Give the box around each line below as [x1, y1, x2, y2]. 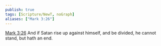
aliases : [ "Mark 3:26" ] [5, 16, 55, 21]
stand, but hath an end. [5, 35, 53, 41]
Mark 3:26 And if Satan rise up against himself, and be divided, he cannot [5, 30, 156, 36]
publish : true [5, 7, 35, 12]
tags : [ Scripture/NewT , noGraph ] [5, 12, 75, 17]
